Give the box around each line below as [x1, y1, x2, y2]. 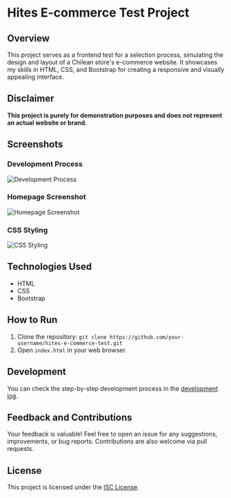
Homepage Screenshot [7, 192, 86, 202]
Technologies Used [7, 261, 92, 273]
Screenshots [7, 138, 63, 150]
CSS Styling [7, 225, 48, 234]
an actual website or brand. [7, 118, 88, 127]
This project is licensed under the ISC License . [7, 483, 139, 492]
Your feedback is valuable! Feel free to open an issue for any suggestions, [7, 430, 218, 439]
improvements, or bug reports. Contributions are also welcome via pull [7, 437, 208, 445]
